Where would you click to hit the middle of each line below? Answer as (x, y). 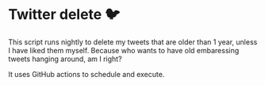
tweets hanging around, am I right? (65, 59)
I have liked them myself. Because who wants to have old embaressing (124, 50)
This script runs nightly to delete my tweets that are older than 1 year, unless (133, 42)
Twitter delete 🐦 (64, 15)
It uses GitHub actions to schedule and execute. (86, 74)
